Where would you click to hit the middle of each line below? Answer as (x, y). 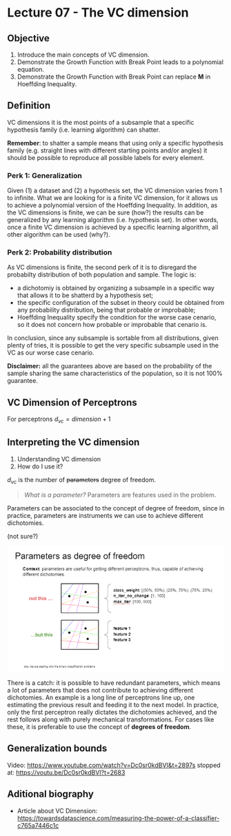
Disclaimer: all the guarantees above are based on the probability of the (110, 366)
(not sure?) (23, 536)
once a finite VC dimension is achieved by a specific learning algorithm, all (113, 227)
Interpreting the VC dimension (73, 442)
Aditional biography (51, 794)
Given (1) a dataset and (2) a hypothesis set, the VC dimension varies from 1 (115, 190)
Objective (29, 38)
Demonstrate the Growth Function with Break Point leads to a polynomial (120, 62)
